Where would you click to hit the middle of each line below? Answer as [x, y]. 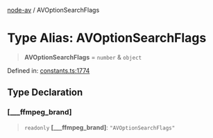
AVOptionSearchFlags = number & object [83, 57]
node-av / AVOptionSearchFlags [53, 10]
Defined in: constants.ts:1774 [49, 70]
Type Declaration [45, 93]
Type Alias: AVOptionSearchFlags [107, 38]
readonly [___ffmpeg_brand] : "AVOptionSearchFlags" [100, 127]
